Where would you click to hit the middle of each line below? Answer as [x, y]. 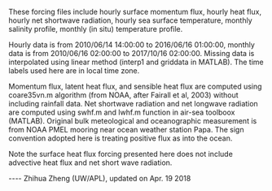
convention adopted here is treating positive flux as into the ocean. [121, 138]
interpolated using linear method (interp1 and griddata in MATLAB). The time [136, 62]
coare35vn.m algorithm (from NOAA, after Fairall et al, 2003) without [123, 95]
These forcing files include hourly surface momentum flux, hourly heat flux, [135, 12]
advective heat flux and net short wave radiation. [90, 163]
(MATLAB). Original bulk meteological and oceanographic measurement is [133, 121]
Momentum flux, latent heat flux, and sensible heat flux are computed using [135, 86]
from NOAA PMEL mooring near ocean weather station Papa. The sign [126, 130]
